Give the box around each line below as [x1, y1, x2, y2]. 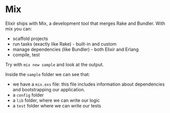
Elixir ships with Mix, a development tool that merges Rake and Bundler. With [5, 20, 165, 26]
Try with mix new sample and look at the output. [5, 61, 104, 67]
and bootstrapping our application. [12, 86, 85, 92]
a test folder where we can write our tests [12, 102, 101, 108]
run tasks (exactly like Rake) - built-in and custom [12, 41, 117, 47]
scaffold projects [12, 35, 48, 42]
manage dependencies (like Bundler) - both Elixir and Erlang [12, 46, 139, 52]
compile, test [12, 52, 40, 58]
